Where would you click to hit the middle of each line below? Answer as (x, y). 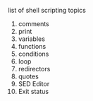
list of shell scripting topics (47, 10)
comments (33, 24)
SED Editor (34, 84)
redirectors (34, 69)
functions (32, 46)
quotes (29, 76)
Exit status (33, 91)
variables (31, 39)
